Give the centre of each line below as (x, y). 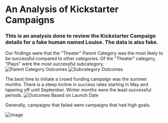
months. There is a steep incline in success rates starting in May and (77, 85)
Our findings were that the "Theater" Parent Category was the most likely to (84, 53)
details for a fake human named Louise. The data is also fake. (82, 43)
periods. (14, 95)
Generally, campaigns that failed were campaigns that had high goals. (78, 105)
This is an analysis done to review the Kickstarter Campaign (80, 36)
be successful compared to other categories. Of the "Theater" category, (80, 59)
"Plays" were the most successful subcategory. (55, 64)
